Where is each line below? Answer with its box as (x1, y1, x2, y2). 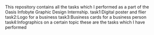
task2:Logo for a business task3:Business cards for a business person (5, 14, 147, 20)
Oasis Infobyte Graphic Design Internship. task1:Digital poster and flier (5, 9, 147, 15)
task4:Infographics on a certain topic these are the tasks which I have (5, 19, 145, 25)
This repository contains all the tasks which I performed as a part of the (5, 4, 149, 10)
